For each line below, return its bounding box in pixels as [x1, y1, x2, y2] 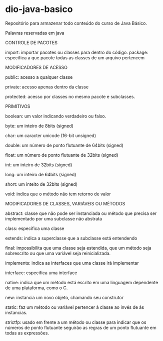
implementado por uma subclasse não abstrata [5, 215, 102, 221]
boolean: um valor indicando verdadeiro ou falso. [5, 113, 106, 119]
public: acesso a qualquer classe [5, 74, 73, 80]
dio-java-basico [5, 4, 73, 15]
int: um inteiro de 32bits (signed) [5, 162, 72, 168]
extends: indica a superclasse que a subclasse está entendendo [5, 235, 137, 241]
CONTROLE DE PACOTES [5, 39, 57, 46]
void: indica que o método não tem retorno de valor [5, 191, 111, 197]
